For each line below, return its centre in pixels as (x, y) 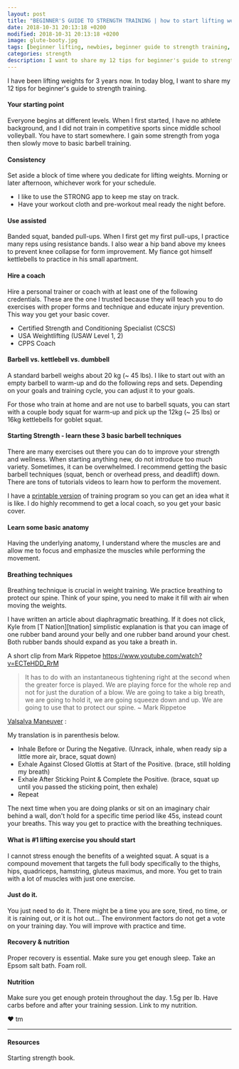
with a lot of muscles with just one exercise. (71, 879)
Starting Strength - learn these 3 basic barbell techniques (95, 436)
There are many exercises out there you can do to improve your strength (114, 451)
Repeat (28, 794)
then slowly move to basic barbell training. (69, 143)
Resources (24, 1042)
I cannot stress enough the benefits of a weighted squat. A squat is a (108, 856)
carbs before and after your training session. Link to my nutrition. (102, 1006)
